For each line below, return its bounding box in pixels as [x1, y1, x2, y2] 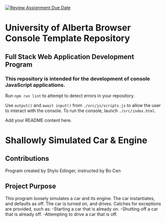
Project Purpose [5, 182, 56, 191]
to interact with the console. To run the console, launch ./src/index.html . [5, 108, 156, 113]
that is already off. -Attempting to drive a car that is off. [5, 211, 118, 217]
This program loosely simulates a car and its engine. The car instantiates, [5, 195, 155, 201]
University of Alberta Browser [5, 22, 131, 33]
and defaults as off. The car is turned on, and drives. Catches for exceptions [5, 201, 162, 207]
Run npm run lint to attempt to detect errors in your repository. [5, 93, 135, 99]
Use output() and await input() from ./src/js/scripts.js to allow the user [5, 102, 161, 108]
